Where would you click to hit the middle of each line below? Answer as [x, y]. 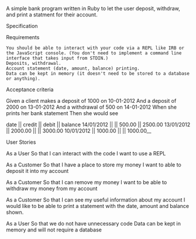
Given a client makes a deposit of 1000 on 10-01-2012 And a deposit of [91, 101]
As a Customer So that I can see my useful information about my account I [96, 200]
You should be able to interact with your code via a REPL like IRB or [95, 48]
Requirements [23, 37]
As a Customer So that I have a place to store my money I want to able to [94, 165]
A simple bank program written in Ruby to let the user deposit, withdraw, [93, 8]
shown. [15, 212]
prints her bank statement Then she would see [62, 113]
